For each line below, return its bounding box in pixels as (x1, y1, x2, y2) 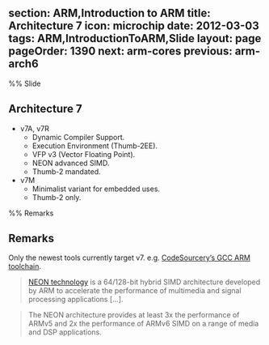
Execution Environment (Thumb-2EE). (32, 141, 158, 151)
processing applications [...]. (27, 295, 124, 305)
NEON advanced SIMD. (32, 158, 110, 168)
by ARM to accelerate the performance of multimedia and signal (27, 286, 242, 296)
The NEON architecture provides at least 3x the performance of (27, 310, 240, 320)
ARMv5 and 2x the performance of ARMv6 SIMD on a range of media (27, 319, 259, 329)
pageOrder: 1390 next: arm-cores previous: (8, 45, 233, 58)
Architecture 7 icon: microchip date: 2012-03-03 (8, 19, 260, 33)
